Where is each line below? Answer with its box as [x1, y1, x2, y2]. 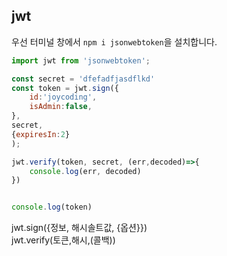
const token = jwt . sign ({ [11, 83, 119, 93]
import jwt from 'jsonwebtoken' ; [11, 55, 151, 66]
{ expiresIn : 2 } [11, 129, 71, 139]
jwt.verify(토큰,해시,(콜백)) [11, 234, 116, 246]
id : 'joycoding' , [29, 92, 98, 103]
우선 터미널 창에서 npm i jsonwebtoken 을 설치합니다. [11, 35, 218, 48]
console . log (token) [11, 202, 93, 213]
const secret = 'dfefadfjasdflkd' [11, 74, 156, 84]
